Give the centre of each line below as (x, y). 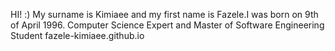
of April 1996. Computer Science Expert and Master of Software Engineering (167, 25)
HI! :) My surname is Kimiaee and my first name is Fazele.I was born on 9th (164, 14)
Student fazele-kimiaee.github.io (77, 35)
